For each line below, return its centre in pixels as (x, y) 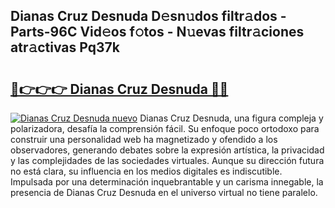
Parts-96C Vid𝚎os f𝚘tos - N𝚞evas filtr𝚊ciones (157, 32)
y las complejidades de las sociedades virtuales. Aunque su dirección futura (167, 160)
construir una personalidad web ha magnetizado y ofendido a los (144, 139)
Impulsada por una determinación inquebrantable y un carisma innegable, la (167, 182)
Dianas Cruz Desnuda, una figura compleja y (231, 118)
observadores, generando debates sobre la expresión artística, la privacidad (167, 150)
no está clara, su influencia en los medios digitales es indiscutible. (146, 171)
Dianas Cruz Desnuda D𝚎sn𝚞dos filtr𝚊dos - (148, 16)
